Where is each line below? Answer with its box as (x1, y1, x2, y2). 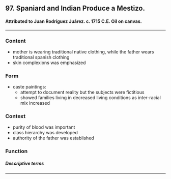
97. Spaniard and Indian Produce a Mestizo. (5, 4, 145, 13)
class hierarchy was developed (12, 130, 78, 136)
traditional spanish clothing (12, 54, 70, 60)
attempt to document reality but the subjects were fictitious (20, 89, 145, 96)
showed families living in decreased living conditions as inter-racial (20, 95, 161, 101)
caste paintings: (12, 84, 47, 90)
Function (5, 147, 28, 155)
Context (5, 113, 26, 120)
